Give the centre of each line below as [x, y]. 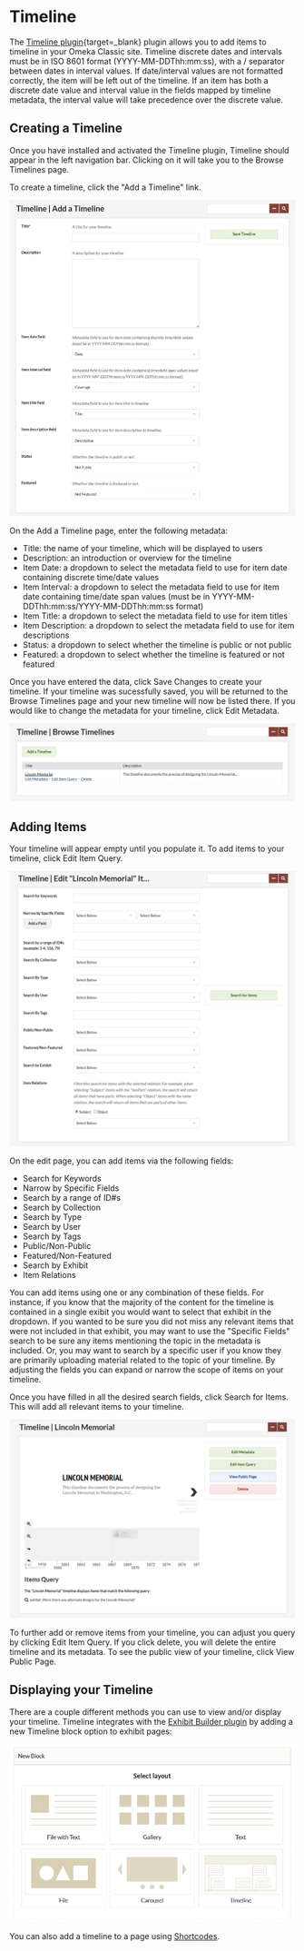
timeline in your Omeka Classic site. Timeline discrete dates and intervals [146, 51]
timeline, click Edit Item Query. [66, 858]
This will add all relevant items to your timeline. [97, 1406]
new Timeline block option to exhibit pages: [91, 1731]
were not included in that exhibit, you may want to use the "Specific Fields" [150, 1331]
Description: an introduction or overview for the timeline [127, 558]
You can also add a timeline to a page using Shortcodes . [115, 1936]
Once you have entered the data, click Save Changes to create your [136, 682]
